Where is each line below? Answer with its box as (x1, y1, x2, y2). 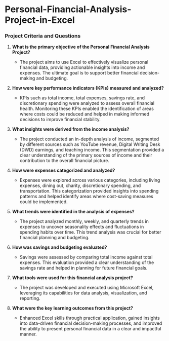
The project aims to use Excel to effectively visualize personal (19, 59, 149, 65)
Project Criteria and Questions (5, 32, 81, 40)
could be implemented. (19, 199, 68, 205)
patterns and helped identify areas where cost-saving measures (19, 194, 154, 200)
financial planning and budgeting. (19, 235, 90, 241)
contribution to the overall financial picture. (19, 158, 110, 164)
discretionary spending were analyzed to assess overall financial (19, 100, 155, 106)
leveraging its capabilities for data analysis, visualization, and (19, 290, 147, 296)
